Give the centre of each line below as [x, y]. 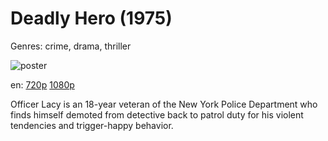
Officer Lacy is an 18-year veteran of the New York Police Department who [164, 104]
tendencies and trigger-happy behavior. [92, 125]
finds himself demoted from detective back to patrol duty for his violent [157, 114]
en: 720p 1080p [42, 84]
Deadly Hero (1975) [91, 18]
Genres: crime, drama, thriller [71, 46]
